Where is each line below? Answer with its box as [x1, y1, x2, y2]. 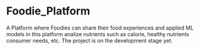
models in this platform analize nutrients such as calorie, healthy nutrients [6, 30, 190, 37]
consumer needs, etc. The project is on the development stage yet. [6, 37, 173, 44]
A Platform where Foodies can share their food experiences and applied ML [6, 24, 194, 31]
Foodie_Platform [6, 4, 90, 18]
